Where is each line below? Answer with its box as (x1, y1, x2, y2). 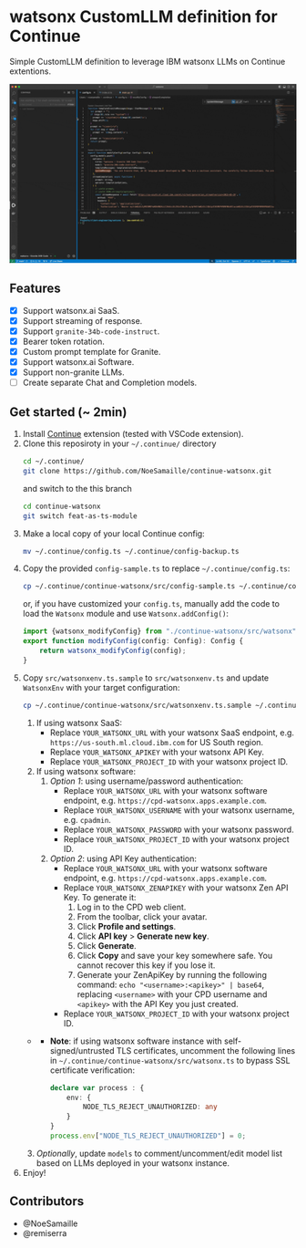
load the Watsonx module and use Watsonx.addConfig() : (22, 608, 229, 619)
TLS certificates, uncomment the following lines (116, 1045, 296, 1056)
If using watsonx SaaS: (36, 717, 123, 728)
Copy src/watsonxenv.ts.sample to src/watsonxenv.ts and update (22, 672, 270, 683)
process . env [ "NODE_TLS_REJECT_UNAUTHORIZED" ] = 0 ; (49, 1131, 247, 1141)
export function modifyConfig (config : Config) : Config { (22, 637, 244, 646)
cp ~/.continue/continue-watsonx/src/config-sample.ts (22, 582, 236, 591)
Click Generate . (76, 940, 137, 951)
